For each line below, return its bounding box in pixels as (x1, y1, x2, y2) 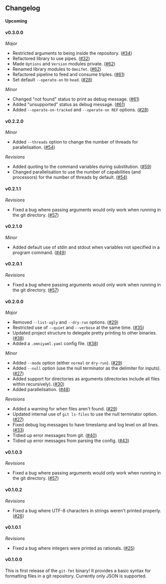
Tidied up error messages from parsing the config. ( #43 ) (12, 437, 129, 444)
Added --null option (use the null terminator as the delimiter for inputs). (12, 365, 161, 371)
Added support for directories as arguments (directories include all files (12, 376, 160, 382)
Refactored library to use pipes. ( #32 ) (12, 55, 90, 61)
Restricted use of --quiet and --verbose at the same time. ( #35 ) (12, 324, 144, 330)
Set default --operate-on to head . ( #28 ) (12, 77, 92, 83)
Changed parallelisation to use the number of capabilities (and (12, 169, 141, 175)
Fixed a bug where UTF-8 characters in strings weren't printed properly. (12, 507, 161, 513)
